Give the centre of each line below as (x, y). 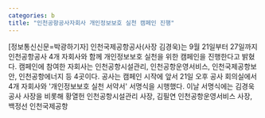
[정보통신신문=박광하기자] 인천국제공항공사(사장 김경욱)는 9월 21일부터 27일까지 (133, 46)
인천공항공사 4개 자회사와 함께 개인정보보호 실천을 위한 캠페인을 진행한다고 (124, 56)
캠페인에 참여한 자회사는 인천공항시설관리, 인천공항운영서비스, (115, 66)
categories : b (32, 15)
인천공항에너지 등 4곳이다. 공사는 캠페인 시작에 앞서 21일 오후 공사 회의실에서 (138, 76)
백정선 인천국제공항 (38, 106)
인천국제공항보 (234, 66)
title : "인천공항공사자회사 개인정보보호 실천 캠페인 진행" (92, 23)
